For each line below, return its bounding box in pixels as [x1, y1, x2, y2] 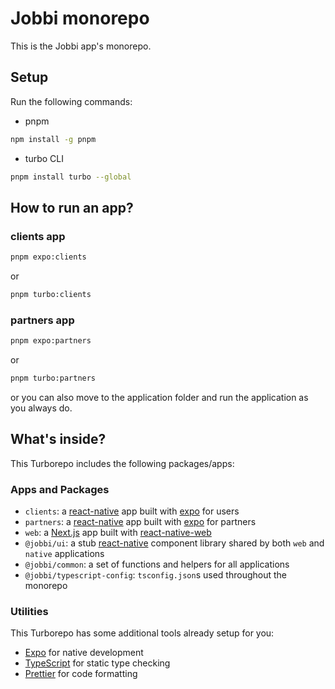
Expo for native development [24, 647, 144, 659]
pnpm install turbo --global [10, 172, 132, 182]
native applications [24, 548, 105, 560]
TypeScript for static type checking [24, 657, 171, 669]
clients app [10, 229, 66, 243]
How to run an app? [10, 199, 134, 216]
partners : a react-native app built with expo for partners [24, 516, 257, 528]
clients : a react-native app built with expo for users [24, 505, 240, 517]
